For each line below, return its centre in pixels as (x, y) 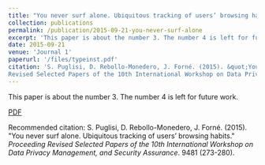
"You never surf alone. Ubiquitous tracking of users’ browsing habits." (121, 136)
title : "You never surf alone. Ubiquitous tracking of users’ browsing (128, 15)
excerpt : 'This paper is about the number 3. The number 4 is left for (128, 37)
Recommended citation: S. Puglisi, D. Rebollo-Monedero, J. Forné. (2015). (128, 127)
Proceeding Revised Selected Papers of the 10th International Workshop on (131, 144)
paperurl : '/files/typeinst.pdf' (63, 60)
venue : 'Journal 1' (40, 52)
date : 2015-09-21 (37, 45)
